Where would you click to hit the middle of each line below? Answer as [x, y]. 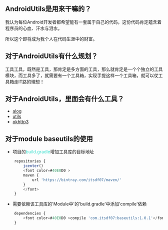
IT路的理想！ [31, 81]
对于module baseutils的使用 [49, 139]
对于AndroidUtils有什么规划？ [52, 56]
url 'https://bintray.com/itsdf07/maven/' [77, 180]
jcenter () [33, 166]
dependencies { [30, 213]
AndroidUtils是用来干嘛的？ [48, 9]
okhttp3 [20, 122]
